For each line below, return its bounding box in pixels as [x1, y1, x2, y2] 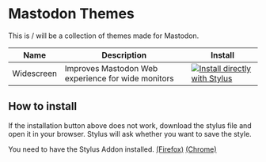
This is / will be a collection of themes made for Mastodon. [8, 31, 199, 40]
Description [101, 49, 147, 60]
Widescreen [12, 68, 58, 79]
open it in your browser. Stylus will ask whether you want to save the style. [8, 129, 252, 138]
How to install [8, 100, 78, 113]
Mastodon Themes [8, 5, 135, 23]
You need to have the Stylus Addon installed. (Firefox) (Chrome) [8, 144, 217, 154]
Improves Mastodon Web [64, 62, 158, 73]
